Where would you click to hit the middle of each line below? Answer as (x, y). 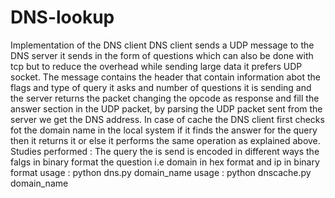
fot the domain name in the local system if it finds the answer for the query (164, 130)
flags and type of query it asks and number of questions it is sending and (161, 87)
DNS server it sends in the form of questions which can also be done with (162, 55)
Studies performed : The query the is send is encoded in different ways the (165, 151)
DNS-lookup (62, 17)
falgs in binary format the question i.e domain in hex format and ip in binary (165, 162)
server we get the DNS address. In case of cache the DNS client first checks (167, 119)
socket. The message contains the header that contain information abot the (165, 77)
